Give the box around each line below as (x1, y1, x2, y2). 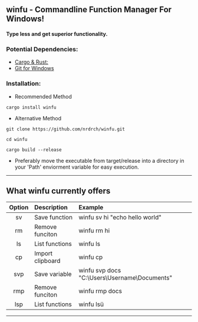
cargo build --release (6, 147, 62, 153)
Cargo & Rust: (14, 58, 49, 65)
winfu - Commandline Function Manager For (6, 5, 172, 15)
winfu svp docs (78, 267, 121, 275)
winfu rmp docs (78, 287, 123, 295)
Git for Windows (14, 65, 54, 72)
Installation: (6, 80, 41, 88)
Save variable (34, 270, 72, 278)
